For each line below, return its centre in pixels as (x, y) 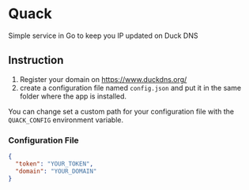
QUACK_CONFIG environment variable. (66, 120)
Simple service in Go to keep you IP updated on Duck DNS (103, 35)
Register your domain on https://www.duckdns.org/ (103, 79)
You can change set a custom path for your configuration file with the (121, 111)
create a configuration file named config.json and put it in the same (130, 88)
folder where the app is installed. (73, 96)
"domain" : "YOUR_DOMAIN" (56, 171)
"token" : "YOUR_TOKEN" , (54, 164)
